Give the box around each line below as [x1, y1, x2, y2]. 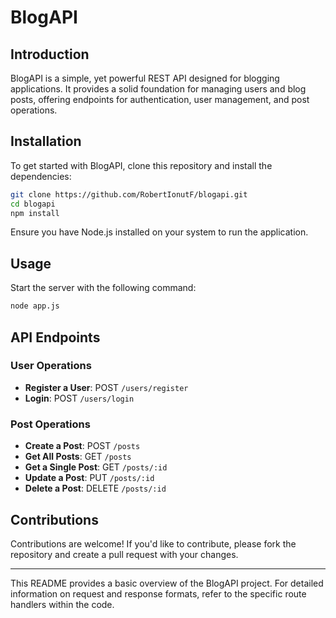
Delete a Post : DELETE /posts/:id [24, 482, 167, 495]
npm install [10, 208, 60, 218]
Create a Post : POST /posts [24, 440, 141, 452]
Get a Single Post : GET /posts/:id [24, 461, 168, 473]
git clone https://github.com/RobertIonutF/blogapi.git [10, 189, 248, 200]
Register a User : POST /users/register [24, 381, 189, 393]
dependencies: [10, 170, 72, 182]
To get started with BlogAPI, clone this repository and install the [10, 159, 273, 171]
